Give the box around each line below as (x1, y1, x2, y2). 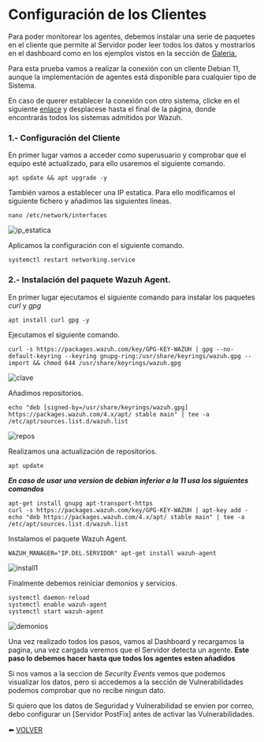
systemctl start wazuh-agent (8, 607, 104, 616)
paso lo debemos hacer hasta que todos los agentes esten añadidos (8, 653, 236, 663)
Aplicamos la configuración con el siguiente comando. (8, 241, 185, 250)
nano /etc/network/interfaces (8, 212, 108, 220)
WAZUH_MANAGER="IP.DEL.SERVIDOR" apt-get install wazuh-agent (8, 549, 217, 557)
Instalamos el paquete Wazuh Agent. (8, 533, 128, 543)
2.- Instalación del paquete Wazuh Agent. (8, 274, 171, 285)
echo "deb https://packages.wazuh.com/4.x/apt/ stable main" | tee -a (8, 513, 245, 521)
